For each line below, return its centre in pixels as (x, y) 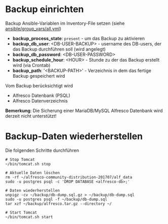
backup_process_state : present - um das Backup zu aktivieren (79, 38)
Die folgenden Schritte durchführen (42, 150)
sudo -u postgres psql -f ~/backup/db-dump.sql (56, 199)
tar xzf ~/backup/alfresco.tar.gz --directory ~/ (59, 204)
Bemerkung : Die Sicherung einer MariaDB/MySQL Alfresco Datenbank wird (84, 110)
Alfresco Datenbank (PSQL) (41, 95)
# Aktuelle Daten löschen (32, 173)
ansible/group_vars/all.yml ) (33, 28)
